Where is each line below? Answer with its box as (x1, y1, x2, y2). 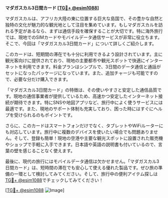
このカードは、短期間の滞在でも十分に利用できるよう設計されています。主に (5, 51, 163, 57)
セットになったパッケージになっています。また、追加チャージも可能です (5, 70, 154, 76)
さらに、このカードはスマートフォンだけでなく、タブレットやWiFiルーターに (5, 123, 163, 128)
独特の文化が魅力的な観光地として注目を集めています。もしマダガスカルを (5, 22, 159, 28)
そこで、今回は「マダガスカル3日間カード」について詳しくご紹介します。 (5, 41, 157, 47)
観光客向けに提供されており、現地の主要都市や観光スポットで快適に (5, 58, 145, 63)
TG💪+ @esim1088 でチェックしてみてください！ (5, 177, 104, 183)
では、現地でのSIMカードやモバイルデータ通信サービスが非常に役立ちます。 (5, 35, 162, 40)
